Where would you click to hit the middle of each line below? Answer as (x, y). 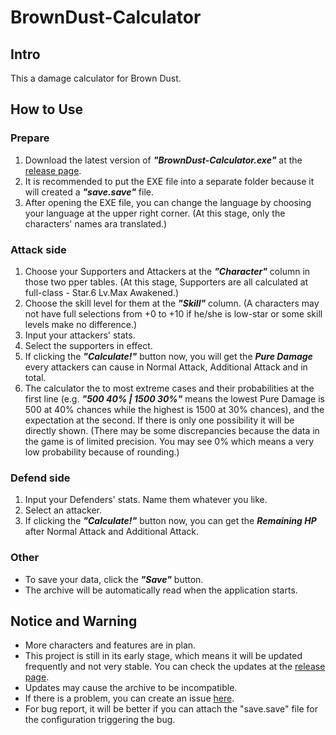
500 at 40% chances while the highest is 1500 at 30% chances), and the (174, 409)
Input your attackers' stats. (80, 335)
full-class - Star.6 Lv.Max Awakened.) (102, 292)
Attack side (38, 249)
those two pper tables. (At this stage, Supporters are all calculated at (166, 282)
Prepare (30, 138)
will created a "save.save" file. (89, 192)
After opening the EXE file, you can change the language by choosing (168, 202)
